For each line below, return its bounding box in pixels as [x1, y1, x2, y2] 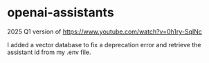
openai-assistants [7, 5, 114, 21]
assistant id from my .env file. [7, 48, 91, 56]
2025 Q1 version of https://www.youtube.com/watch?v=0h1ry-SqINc [7, 27, 203, 36]
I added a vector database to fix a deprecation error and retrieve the [7, 40, 201, 49]
